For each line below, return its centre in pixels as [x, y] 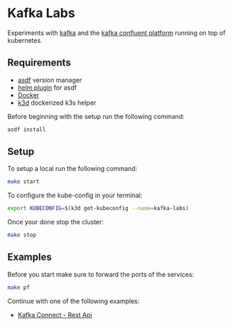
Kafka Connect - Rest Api [55, 315]
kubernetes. [25, 40]
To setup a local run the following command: [72, 169]
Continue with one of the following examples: [74, 301]
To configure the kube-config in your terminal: [75, 195]
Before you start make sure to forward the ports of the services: [101, 274]
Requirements [39, 63]
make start [23, 182]
